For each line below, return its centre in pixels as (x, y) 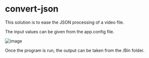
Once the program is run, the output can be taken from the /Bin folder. (75, 50)
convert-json (32, 9)
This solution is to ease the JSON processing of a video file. (65, 22)
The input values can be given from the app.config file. (60, 31)
